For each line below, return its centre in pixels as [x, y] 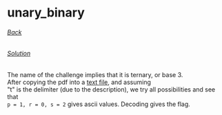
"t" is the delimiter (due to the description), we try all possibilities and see [111, 90]
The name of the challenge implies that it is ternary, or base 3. [95, 75]
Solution [19, 54]
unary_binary [46, 13]
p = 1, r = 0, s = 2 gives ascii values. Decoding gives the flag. [99, 104]
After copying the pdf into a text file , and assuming [79, 82]
